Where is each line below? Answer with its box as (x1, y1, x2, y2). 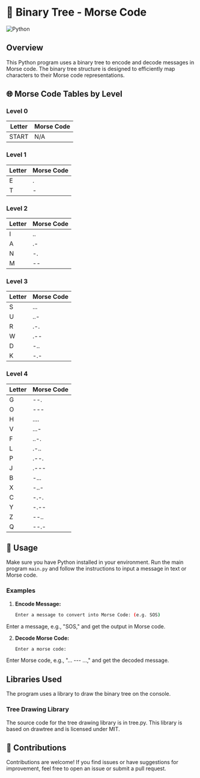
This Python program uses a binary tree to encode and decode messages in (6, 58, 195, 66)
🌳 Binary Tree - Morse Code (6, 5, 147, 19)
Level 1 (6, 150, 27, 159)
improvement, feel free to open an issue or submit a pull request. (6, 765, 166, 772)
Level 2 (6, 204, 28, 212)
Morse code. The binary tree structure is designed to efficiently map (6, 65, 175, 72)
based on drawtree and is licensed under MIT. (6, 725, 120, 732)
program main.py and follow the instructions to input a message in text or (6, 565, 187, 572)
